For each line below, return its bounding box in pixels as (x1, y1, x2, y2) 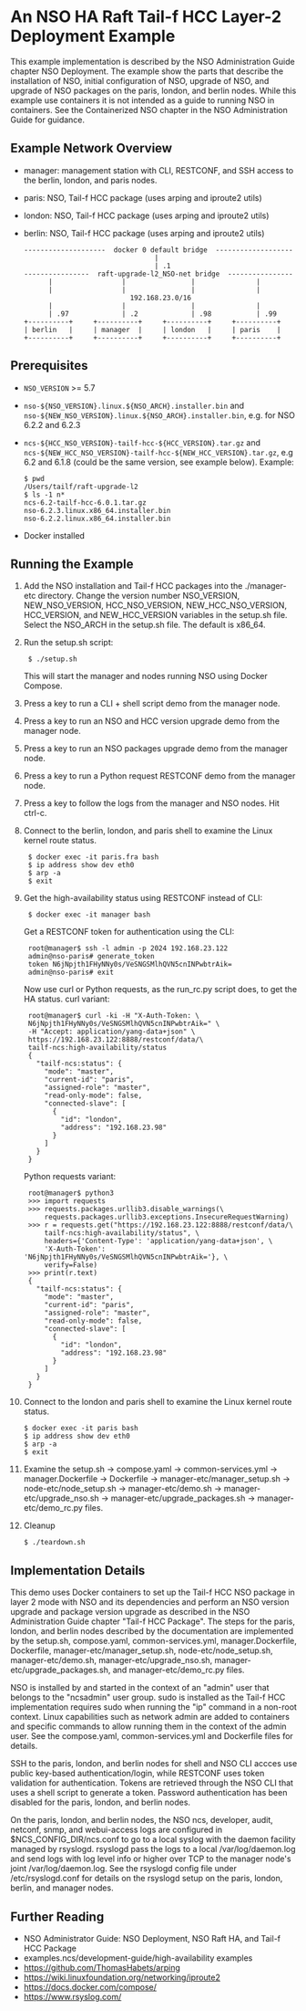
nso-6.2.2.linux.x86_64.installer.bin (23, 514, 171, 523)
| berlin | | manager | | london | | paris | (23, 325, 281, 334)
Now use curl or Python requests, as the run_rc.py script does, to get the (23, 984, 298, 995)
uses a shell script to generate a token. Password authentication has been (10, 1787, 288, 1798)
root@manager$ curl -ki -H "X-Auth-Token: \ (27, 1011, 199, 1021)
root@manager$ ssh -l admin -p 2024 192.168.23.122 (27, 944, 229, 953)
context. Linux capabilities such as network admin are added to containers (10, 1712, 291, 1723)
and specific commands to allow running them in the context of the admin (10, 1721, 287, 1732)
